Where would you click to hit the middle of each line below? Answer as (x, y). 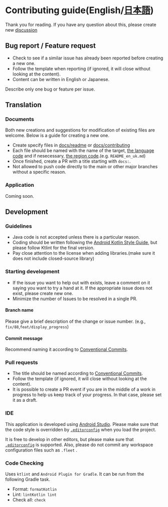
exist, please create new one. (43, 293)
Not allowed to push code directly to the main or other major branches (85, 167)
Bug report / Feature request (51, 46)
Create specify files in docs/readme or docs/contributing (71, 145)
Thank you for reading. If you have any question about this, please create (81, 24)
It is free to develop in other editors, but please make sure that (69, 439)
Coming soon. (20, 196)
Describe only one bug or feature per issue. (50, 89)
